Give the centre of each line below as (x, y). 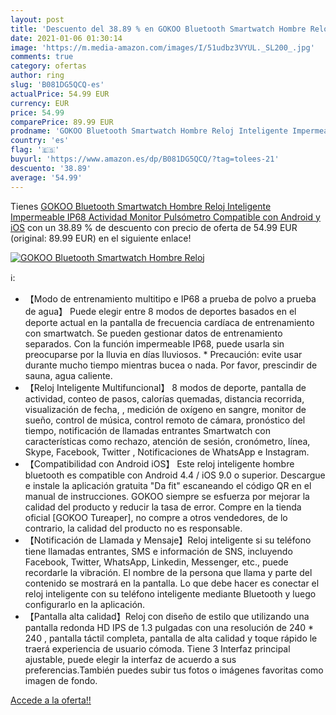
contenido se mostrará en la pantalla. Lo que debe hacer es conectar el (172, 583)
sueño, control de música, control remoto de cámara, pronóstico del (165, 420)
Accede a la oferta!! (51, 700)
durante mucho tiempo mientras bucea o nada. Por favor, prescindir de (171, 365)
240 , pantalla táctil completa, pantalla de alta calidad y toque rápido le (171, 638)
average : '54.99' (46, 177)
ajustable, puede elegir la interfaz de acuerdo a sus (130, 659)
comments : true (42, 57)
